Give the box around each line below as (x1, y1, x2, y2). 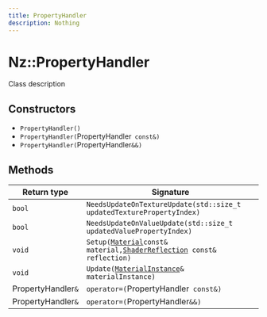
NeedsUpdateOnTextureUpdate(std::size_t (86, 200, 242, 209)
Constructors (8, 102, 76, 116)
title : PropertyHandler (8, 11, 87, 20)
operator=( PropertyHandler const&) (86, 283, 222, 294)
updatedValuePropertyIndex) (86, 227, 192, 236)
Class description (8, 79, 66, 89)
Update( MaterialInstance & (86, 265, 184, 273)
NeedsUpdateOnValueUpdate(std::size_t (86, 219, 233, 228)
